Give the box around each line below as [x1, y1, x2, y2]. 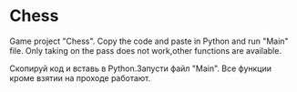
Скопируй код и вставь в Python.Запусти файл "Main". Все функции [9, 63, 271, 74]
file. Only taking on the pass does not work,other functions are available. [9, 45, 282, 56]
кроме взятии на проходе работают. [9, 72, 151, 83]
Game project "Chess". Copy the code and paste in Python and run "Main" [9, 36, 289, 46]
